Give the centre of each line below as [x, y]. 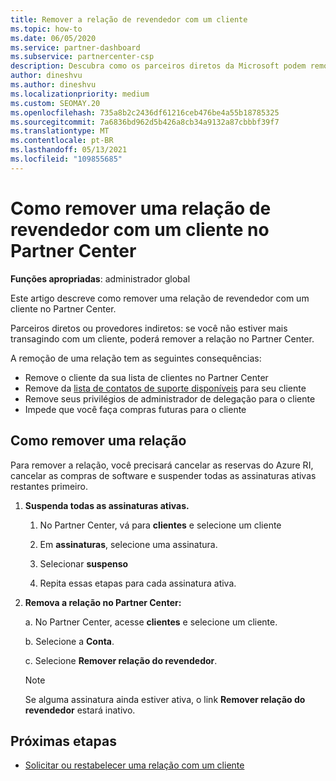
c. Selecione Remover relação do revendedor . [121, 660]
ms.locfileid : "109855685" [66, 159]
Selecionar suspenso [84, 563]
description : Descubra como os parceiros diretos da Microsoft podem [158, 66]
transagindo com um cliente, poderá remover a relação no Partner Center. [162, 338]
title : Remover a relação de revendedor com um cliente [129, 19]
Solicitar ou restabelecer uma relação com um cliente [134, 765]
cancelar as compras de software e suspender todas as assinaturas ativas [163, 475]
